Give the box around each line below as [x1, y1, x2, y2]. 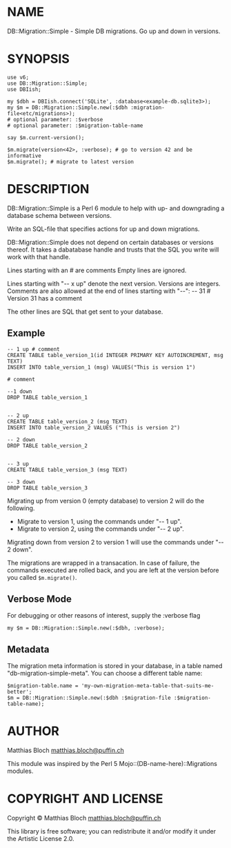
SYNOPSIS [7, 51, 70, 67]
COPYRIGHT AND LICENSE [7, 791, 163, 807]
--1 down [7, 387, 32, 395]
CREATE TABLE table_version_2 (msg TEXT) [7, 418, 128, 425]
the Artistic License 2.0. [7, 835, 74, 843]
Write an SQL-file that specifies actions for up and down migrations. [7, 225, 200, 233]
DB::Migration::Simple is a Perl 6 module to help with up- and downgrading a [7, 204, 225, 212]
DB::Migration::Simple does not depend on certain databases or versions [7, 238, 214, 246]
